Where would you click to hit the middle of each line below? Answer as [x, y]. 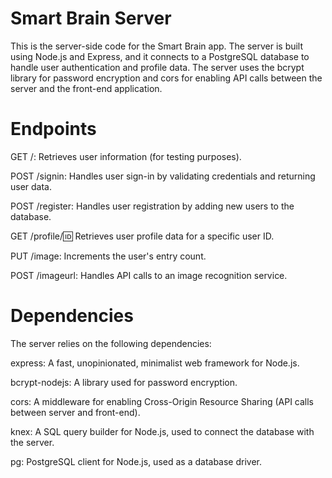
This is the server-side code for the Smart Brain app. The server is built [157, 46]
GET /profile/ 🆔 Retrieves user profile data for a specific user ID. [142, 236]
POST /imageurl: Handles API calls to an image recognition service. [149, 275]
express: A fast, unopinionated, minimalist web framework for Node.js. [155, 363]
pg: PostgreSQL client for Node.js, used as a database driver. [136, 461]
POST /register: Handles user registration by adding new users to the [152, 206]
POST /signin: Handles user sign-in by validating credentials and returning [163, 176]
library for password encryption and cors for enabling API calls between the [166, 78]
